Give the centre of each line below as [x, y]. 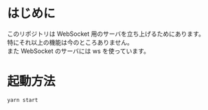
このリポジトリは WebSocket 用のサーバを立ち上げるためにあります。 [106, 34]
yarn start [23, 100]
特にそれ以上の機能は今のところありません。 [70, 42]
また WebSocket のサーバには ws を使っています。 [78, 51]
